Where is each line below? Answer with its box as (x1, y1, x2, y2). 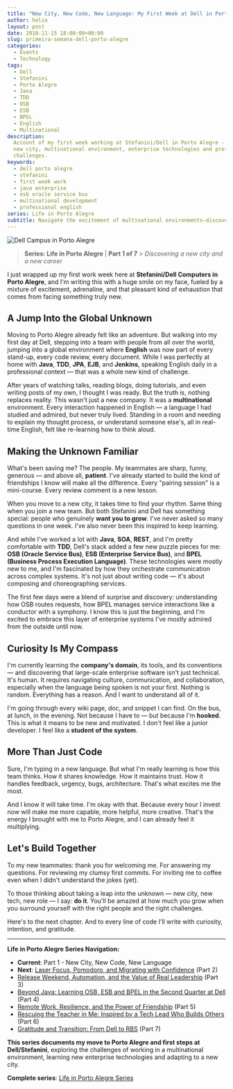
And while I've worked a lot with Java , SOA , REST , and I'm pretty (7, 535, 193, 544)
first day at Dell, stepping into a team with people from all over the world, (7, 338, 215, 347)
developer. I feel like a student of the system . (7, 726, 138, 735)
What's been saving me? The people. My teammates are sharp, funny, (7, 464, 208, 472)
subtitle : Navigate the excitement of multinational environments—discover (7, 217, 231, 224)
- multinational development (13, 197, 98, 205)
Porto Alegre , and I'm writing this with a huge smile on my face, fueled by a (7, 277, 223, 285)
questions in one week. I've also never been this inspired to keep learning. (7, 522, 219, 530)
